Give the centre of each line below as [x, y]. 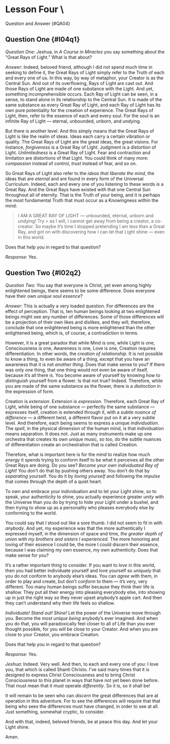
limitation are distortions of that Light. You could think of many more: [77, 158]
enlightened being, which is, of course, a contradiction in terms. [72, 333]
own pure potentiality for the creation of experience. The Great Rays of [79, 110]
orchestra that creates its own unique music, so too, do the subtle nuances [83, 439]
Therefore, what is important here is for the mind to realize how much [78, 454]
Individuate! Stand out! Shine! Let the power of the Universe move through [83, 613]
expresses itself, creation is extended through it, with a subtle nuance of [81, 412]
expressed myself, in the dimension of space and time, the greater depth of [84, 533]
